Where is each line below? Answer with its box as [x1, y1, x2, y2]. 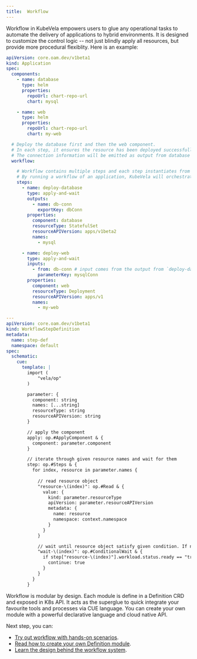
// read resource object [37, 478, 98, 484]
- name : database [16, 77, 59, 83]
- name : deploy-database [21, 185, 83, 191]
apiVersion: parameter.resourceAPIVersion [47, 500, 154, 506]
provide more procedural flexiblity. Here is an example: [6, 43, 139, 51]
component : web [32, 283, 69, 288]
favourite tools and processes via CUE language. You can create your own [6, 604, 186, 611]
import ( [27, 370, 49, 376]
